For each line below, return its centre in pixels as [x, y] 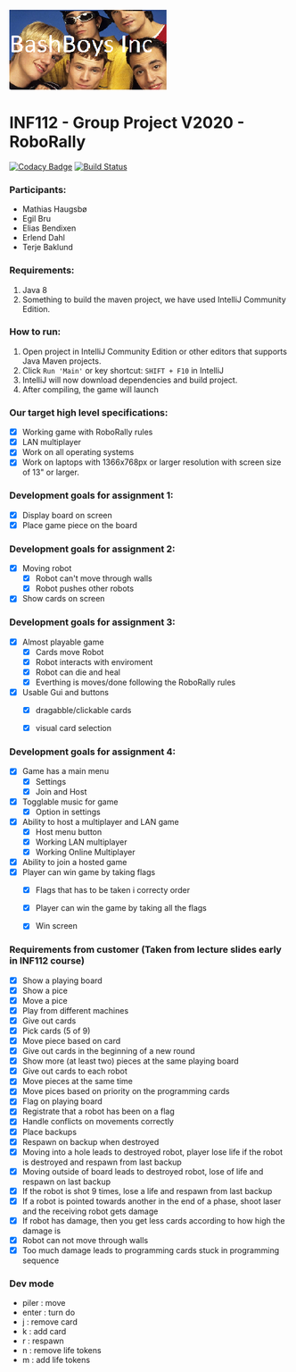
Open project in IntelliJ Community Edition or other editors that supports [155, 351]
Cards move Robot [70, 652]
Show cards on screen [63, 599]
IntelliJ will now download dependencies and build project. [130, 380]
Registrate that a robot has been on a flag [99, 1111]
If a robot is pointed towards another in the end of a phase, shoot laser [152, 1201]
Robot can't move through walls [94, 578]
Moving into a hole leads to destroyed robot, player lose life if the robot [152, 1152]
